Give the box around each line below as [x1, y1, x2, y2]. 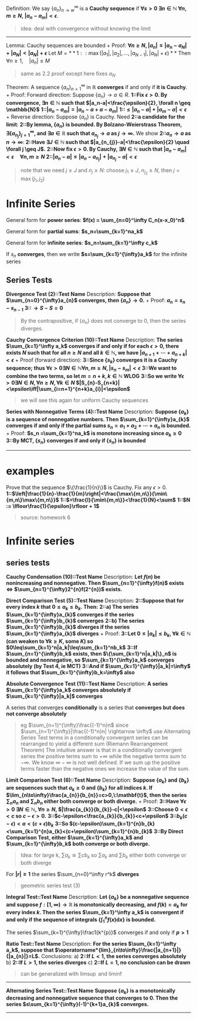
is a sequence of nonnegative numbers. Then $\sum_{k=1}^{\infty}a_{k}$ [6, 415, 190, 422]
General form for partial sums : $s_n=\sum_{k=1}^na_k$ [6, 227, 144, 235]
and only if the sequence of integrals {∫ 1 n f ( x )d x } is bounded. [6, 915, 156, 924]
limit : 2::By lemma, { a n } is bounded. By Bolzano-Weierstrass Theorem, [6, 121, 182, 129]
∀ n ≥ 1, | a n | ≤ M [6, 57, 50, 66]
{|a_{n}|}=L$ [6, 952, 39, 959]
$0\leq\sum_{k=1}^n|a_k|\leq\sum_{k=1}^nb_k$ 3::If [6, 643, 138, 651]
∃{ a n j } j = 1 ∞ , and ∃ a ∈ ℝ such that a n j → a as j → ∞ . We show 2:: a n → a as [6, 129, 191, 139]
